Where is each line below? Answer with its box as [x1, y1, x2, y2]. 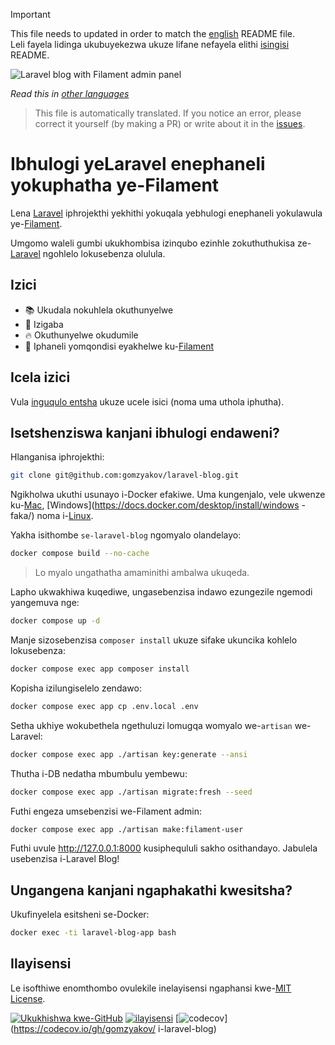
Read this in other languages [10, 88, 130, 99]
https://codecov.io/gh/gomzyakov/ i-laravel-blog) [13, 1022, 217, 1034]
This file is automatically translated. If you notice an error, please [34, 107, 302, 119]
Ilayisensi [10, 955, 72, 973]
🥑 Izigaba [24, 318, 64, 330]
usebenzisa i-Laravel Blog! [10, 853, 120, 865]
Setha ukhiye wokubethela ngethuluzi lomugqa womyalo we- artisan [10, 719, 293, 731]
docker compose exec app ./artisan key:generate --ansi [10, 749, 248, 759]
